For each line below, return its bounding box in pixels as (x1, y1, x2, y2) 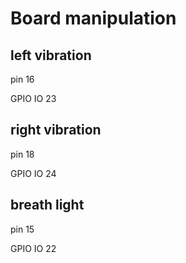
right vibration (10, 122, 102, 139)
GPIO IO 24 (10, 167, 57, 179)
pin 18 (10, 148, 35, 160)
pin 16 (10, 73, 35, 85)
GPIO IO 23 (10, 93, 57, 104)
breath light (10, 197, 85, 214)
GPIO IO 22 (10, 242, 57, 254)
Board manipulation (10, 7, 177, 30)
